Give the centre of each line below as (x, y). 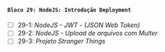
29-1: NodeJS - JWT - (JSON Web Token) (79, 25)
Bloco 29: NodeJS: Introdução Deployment (69, 10)
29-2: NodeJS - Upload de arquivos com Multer (87, 33)
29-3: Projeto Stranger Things (61, 41)
